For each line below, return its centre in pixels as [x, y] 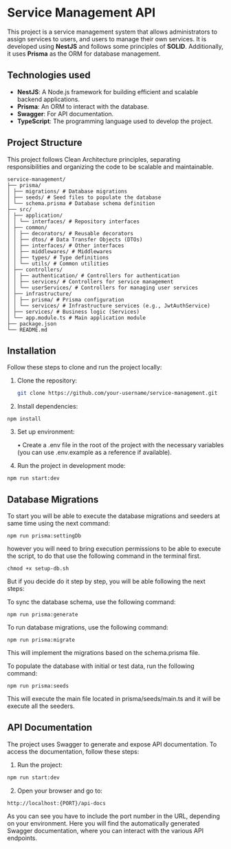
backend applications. [48, 99]
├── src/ [20, 209]
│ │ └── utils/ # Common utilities [58, 264]
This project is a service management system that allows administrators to [112, 32]
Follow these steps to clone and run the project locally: [85, 367]
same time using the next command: [58, 524]
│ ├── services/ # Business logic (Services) [73, 312]
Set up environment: [46, 432]
